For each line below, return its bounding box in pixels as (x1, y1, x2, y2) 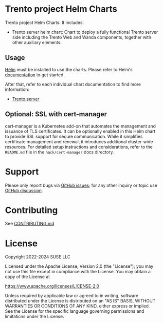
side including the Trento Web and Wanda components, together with (12, 34, 152, 40)
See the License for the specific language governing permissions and (5, 308, 145, 314)
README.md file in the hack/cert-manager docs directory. (5, 149, 114, 155)
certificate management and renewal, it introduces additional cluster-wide (5, 138, 153, 145)
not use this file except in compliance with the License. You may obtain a (5, 269, 151, 275)
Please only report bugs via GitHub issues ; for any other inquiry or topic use (5, 182, 157, 188)
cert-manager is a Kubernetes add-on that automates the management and (5, 123, 156, 129)
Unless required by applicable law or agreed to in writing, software (5, 293, 139, 299)
